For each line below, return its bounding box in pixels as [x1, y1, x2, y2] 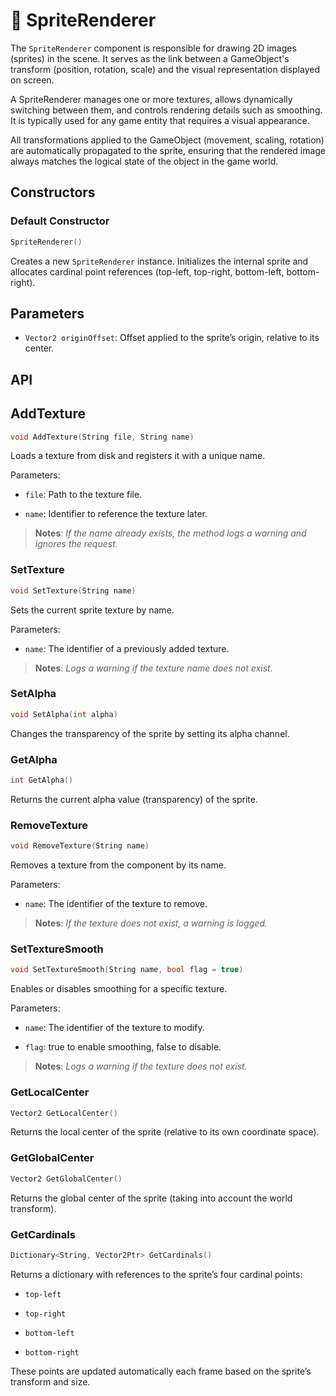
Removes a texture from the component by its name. [10, 859, 227, 871]
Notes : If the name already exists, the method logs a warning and [34, 527, 307, 539]
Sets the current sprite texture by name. [10, 604, 175, 616]
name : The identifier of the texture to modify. [24, 1022, 205, 1034]
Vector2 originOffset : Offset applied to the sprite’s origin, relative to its [24, 332, 320, 344]
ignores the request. [34, 538, 118, 550]
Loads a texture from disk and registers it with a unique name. [10, 450, 266, 462]
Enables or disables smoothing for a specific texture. [10, 983, 228, 995]
